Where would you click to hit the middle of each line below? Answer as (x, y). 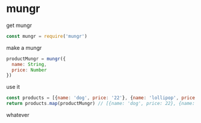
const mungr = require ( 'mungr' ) (47, 36)
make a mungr (24, 47)
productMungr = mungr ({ (36, 59)
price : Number (29, 70)
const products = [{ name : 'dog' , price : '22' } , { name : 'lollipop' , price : (102, 98)
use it (13, 87)
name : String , (29, 64)
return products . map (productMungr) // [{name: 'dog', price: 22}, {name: (101, 104)
